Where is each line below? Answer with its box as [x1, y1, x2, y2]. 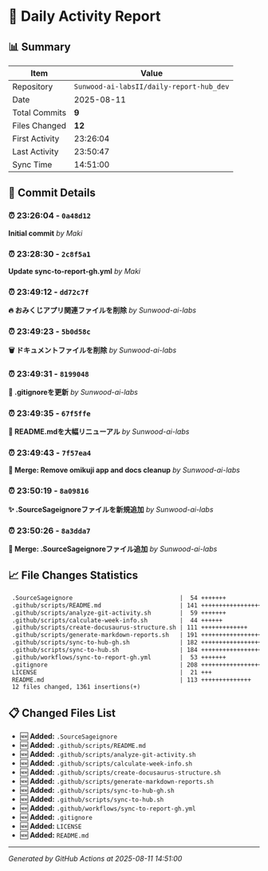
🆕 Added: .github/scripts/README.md [19, 741, 146, 750]
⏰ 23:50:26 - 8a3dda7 [8, 525, 91, 536]
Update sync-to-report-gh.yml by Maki [8, 266, 141, 276]
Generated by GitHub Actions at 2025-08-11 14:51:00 [8, 854, 183, 864]
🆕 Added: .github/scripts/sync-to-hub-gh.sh [19, 785, 175, 795]
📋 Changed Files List [8, 706, 116, 720]
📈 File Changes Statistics [8, 569, 139, 583]
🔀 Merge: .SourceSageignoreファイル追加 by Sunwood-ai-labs [8, 544, 218, 554]
